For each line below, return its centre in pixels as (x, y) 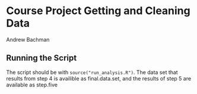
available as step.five (32, 85)
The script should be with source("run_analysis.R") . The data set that (92, 72)
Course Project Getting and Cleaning (99, 11)
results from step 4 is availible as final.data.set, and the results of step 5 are (99, 78)
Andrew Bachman (28, 39)
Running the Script (42, 58)
